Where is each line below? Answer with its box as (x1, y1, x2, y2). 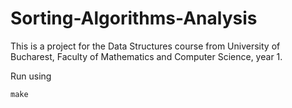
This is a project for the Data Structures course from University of (10, 40, 281, 52)
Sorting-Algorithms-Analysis (10, 7, 258, 30)
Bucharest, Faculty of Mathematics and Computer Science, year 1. (10, 50, 283, 62)
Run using (10, 70, 52, 82)
